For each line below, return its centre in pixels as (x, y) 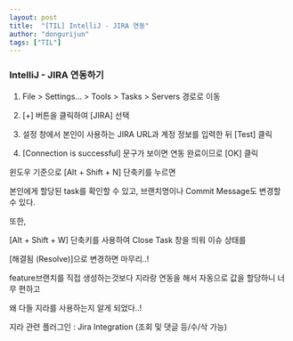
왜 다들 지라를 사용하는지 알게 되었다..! (76, 307)
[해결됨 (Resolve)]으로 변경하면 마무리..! (79, 258)
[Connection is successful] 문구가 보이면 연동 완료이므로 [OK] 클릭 (140, 153)
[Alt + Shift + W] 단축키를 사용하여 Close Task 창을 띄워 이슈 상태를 (128, 240)
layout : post (33, 17)
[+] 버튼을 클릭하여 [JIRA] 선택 (76, 115)
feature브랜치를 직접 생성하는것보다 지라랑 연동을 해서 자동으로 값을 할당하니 (142, 278)
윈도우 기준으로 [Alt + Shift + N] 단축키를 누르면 (93, 172)
